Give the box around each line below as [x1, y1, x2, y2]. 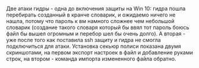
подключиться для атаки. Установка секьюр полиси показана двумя [6, 43, 181, 50]
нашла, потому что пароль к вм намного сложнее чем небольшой [6, 18, 175, 24]
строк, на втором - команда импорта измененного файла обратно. [6, 56, 176, 62]
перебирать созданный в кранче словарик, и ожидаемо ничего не [6, 11, 176, 18]
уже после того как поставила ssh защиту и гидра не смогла [6, 37, 162, 43]
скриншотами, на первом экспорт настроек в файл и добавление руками [6, 49, 193, 56]
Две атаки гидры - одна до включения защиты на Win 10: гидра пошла [6, 5, 186, 12]
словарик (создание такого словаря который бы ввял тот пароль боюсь [6, 24, 189, 31]
